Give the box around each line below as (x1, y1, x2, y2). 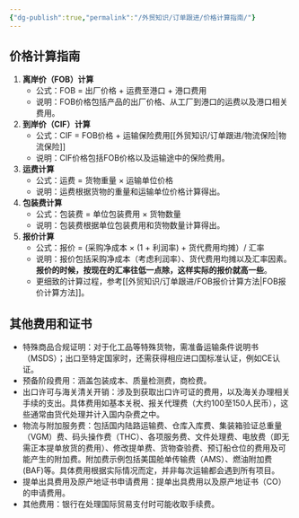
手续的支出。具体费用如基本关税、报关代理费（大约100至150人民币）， (22, 398, 281, 408)
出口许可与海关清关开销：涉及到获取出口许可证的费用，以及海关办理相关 (22, 387, 290, 398)
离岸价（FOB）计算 (22, 74, 94, 85)
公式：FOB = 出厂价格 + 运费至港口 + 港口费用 (35, 85, 207, 96)
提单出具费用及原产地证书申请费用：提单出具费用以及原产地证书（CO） (22, 477, 286, 487)
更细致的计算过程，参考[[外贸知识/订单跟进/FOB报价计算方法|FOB (35, 276, 278, 287)
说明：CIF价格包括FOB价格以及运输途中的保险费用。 (35, 153, 230, 163)
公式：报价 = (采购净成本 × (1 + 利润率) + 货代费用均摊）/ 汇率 (35, 242, 265, 253)
